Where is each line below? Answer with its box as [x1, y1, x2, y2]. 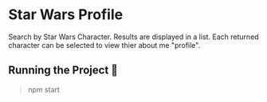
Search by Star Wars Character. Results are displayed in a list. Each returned [8, 32, 259, 41]
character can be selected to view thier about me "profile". [8, 40, 201, 49]
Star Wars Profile [8, 6, 124, 24]
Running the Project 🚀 [8, 64, 118, 77]
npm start [27, 84, 60, 94]
